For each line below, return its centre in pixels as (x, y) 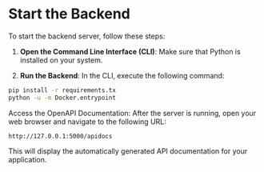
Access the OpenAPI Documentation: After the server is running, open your (132, 113)
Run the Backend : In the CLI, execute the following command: (122, 75)
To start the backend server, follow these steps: (87, 36)
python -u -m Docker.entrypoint (62, 98)
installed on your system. (61, 60)
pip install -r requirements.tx (62, 90)
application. (28, 159)
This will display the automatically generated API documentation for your (128, 151)
